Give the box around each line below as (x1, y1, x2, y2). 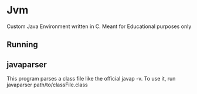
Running (6, 40, 39, 50)
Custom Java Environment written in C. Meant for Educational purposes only (6, 23, 192, 30)
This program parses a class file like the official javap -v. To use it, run (6, 75, 176, 82)
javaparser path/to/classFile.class (6, 81, 88, 88)
